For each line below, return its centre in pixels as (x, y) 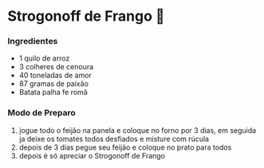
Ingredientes (33, 41)
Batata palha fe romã (53, 92)
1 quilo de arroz (44, 58)
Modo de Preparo (42, 113)
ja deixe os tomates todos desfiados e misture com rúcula (114, 139)
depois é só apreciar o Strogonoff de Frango (92, 155)
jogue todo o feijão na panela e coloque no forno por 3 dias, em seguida (138, 130)
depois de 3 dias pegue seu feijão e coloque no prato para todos (125, 147)
